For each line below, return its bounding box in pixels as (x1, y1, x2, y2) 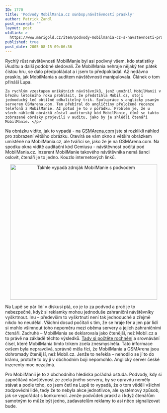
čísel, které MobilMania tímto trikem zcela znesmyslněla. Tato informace (5, 340, 153, 346)
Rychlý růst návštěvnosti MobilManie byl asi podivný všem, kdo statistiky (5, 58, 155, 64)
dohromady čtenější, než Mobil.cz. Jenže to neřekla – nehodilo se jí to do (5, 351, 155, 357)
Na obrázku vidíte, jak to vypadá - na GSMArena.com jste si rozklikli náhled (5, 128, 159, 134)
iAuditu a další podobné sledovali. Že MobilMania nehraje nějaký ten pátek (5, 63, 158, 69)
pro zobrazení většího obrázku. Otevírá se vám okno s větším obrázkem (5, 133, 152, 139)
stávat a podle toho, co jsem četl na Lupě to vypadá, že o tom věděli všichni (5, 382, 161, 388)
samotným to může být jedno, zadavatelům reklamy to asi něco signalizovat (5, 398, 160, 404)
